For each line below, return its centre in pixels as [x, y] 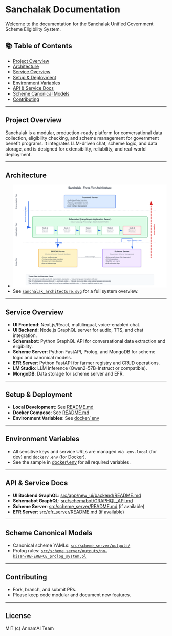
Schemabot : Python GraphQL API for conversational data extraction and [89, 341]
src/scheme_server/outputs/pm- [74, 551]
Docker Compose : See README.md [51, 413]
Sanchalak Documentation [63, 10]
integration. [25, 335]
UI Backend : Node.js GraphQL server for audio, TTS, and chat [78, 330]
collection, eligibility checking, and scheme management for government [82, 138]
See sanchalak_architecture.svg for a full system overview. [76, 291]
